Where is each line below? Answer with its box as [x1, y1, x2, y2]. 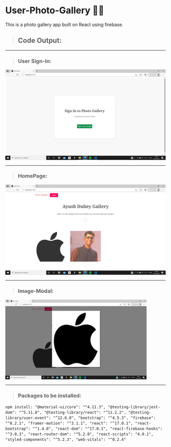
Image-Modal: [17, 288, 54, 295]
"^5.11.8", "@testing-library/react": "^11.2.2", [18, 410, 126, 415]
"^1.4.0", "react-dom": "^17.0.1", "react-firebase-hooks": [32, 426, 163, 431]
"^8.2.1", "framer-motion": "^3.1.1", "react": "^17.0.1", [5, 420, 133, 426]
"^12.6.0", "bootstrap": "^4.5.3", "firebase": [53, 415, 156, 420]
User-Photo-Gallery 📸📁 [5, 5, 104, 16]
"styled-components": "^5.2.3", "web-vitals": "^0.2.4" [5, 437, 126, 442]
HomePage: [17, 172, 48, 180]
